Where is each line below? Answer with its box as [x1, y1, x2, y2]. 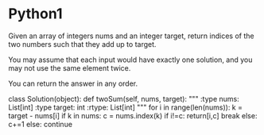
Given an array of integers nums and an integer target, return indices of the [8, 31, 254, 40]
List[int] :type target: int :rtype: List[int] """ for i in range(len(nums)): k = [8, 102, 243, 112]
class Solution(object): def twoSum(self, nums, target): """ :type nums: [8, 94, 240, 103]
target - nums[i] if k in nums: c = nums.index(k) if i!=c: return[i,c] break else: [8, 110, 258, 120]
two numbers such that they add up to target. [8, 39, 157, 48]
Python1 [8, 5, 63, 23]
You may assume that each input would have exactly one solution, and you [8, 55, 253, 64]
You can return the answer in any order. [8, 79, 138, 88]
